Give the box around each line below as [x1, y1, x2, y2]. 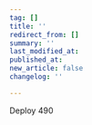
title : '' [9, 22, 47, 31]
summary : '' [9, 38, 55, 48]
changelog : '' [9, 72, 64, 82]
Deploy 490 [9, 105, 54, 116]
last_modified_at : [9, 47, 79, 56]
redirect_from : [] [9, 30, 79, 39]
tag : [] [9, 13, 39, 23]
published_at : [9, 55, 64, 64]
